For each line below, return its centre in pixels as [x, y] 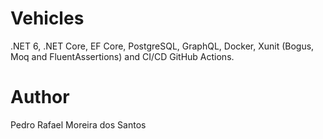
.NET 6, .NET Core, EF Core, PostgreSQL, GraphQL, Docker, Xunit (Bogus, [162, 46]
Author [40, 97]
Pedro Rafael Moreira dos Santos [78, 124]
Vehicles [47, 18]
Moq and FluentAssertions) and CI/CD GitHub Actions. [122, 56]
